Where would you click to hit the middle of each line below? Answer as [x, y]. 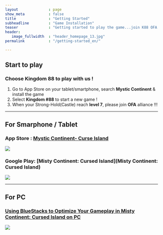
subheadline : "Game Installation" [50, 23]
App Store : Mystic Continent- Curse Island [57, 138]
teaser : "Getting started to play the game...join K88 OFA [81, 28]
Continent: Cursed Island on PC [43, 217]
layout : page [33, 9]
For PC [15, 197]
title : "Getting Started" [48, 18]
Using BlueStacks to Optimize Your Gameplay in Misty [70, 211]
